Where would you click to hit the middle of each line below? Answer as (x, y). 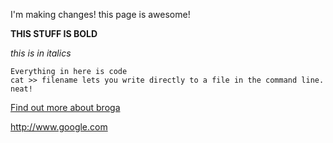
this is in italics (41, 53)
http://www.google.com (59, 127)
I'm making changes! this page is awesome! (100, 14)
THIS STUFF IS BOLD (54, 33)
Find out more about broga (65, 107)
